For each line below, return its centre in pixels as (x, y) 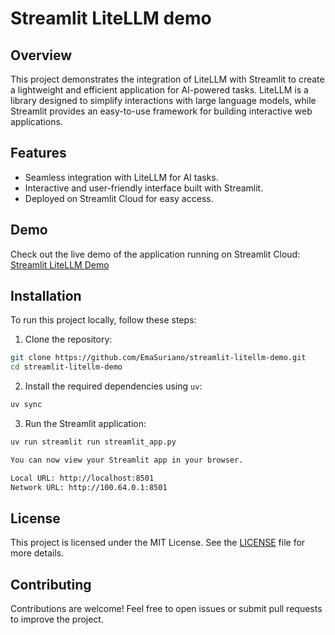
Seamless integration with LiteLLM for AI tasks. (121, 177)
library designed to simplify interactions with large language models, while (163, 100)
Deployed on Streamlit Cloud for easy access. (119, 198)
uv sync (26, 405)
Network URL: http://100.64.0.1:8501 (89, 487)
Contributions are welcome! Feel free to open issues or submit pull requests (166, 609)
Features (38, 153)
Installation (46, 296)
